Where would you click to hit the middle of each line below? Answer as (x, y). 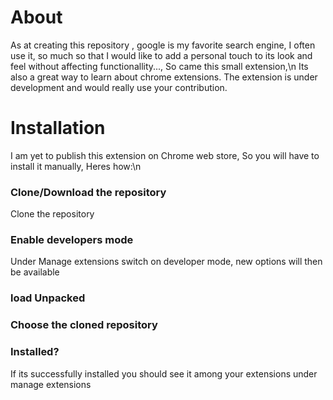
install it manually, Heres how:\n (76, 166)
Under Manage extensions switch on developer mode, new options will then (166, 262)
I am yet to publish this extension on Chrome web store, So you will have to (165, 155)
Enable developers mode (72, 240)
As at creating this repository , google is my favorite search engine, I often (163, 45)
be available (35, 272)
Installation (58, 128)
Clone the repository (52, 214)
